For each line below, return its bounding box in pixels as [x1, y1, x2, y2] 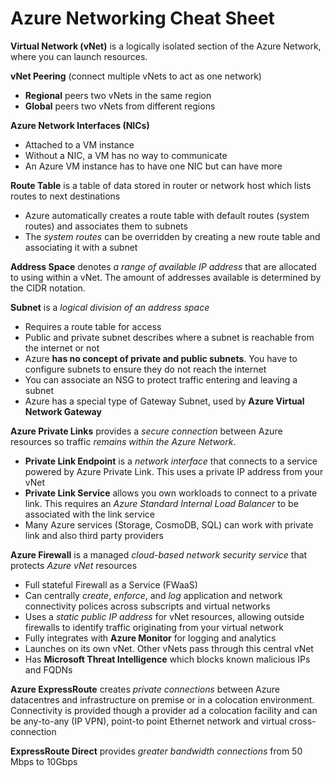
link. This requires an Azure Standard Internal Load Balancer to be [24, 497, 299, 509]
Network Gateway [24, 405, 102, 417]
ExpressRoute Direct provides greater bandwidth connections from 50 [10, 745, 303, 757]
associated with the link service [24, 508, 155, 520]
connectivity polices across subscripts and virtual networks [24, 600, 271, 612]
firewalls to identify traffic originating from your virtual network [24, 621, 284, 633]
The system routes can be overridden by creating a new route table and [24, 230, 321, 242]
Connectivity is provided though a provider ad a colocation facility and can [10, 704, 318, 716]
